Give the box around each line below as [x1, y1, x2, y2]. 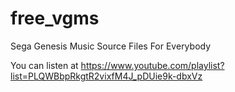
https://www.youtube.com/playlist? [80, 59, 225, 71]
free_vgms [10, 7, 100, 30]
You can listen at [10, 59, 79, 71]
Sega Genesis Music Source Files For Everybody [10, 40, 212, 52]
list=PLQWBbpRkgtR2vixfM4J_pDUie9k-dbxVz [10, 70, 203, 82]
